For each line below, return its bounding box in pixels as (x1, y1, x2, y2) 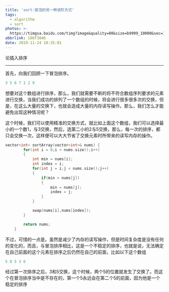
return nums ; (23, 222, 51, 227)
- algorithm (10, 17, 35, 22)
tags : (5, 12, 17, 17)
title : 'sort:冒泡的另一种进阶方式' (5, 7, 74, 13)
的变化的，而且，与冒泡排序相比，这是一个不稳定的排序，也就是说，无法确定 (5, 242, 164, 249)
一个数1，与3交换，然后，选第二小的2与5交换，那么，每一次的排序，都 (14, 126, 161, 132)
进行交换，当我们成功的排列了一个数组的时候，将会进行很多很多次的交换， (5, 96, 159, 103)
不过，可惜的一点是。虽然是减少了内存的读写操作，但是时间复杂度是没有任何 (5, 236, 164, 242)
